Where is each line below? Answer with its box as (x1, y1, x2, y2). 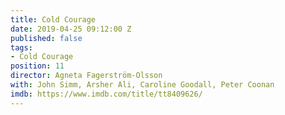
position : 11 (10, 61, 65, 71)
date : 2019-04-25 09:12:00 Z (10, 24, 132, 34)
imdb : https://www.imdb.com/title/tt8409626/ (10, 89, 203, 99)
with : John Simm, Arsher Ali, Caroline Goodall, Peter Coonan (10, 80, 275, 90)
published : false (10, 33, 83, 43)
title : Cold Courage (10, 14, 97, 25)
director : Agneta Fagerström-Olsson (10, 71, 163, 81)
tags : (10, 42, 33, 53)
